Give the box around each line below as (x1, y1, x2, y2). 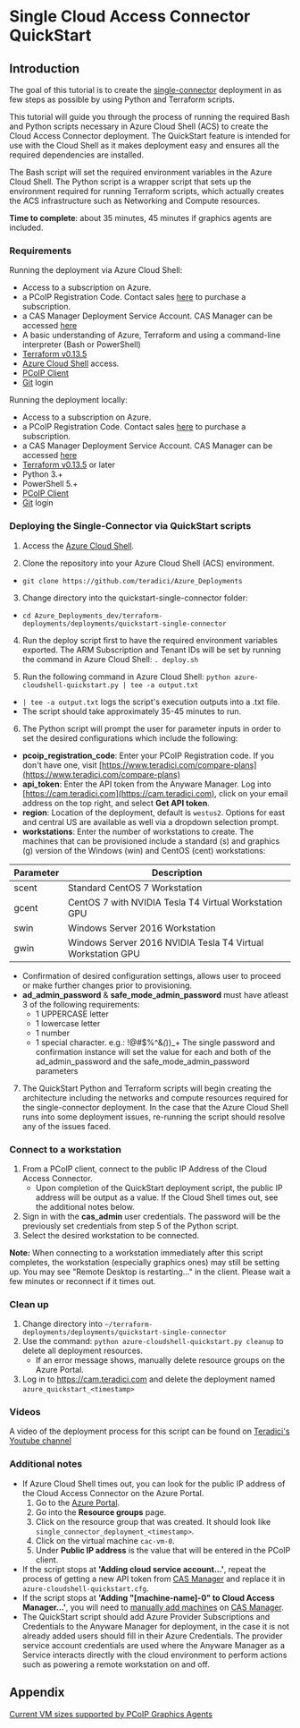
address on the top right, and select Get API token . (21, 797, 210, 808)
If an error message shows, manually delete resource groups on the (35, 1355, 286, 1366)
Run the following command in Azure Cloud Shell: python (21, 671, 230, 682)
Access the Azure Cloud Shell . (21, 540, 135, 551)
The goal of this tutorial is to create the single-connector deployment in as (9, 85, 283, 95)
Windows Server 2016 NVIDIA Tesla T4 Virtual (67, 936, 264, 949)
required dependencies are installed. (9, 149, 145, 160)
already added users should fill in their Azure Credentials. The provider (21, 1630, 283, 1641)
